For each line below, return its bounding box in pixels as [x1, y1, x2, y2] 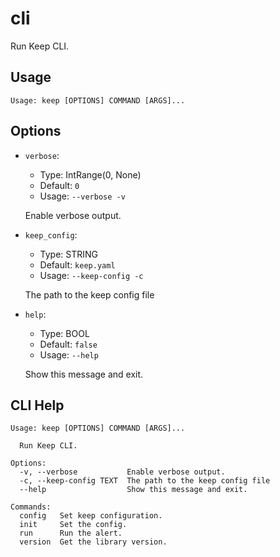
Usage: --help [39, 348, 99, 361]
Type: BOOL [39, 327, 90, 339]
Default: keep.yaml [39, 258, 116, 271]
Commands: [10, 502, 52, 512]
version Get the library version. [19, 537, 168, 547]
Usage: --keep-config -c [39, 269, 144, 281]
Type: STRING [39, 248, 99, 260]
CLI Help [10, 397, 65, 414]
